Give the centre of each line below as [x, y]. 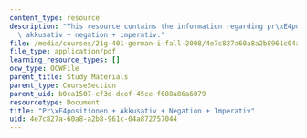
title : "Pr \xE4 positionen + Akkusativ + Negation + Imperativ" [132, 111]
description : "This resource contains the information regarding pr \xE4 [151, 26]
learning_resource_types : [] [65, 60]
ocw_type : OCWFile [44, 69]
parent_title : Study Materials [69, 77]
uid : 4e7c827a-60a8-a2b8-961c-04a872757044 [94, 119]
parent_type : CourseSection [63, 85]
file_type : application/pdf [63, 52]
